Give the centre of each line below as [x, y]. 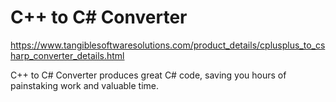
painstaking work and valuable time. [85, 85]
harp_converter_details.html [67, 55]
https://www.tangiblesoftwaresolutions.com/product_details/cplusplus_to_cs [168, 45]
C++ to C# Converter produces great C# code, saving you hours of [148, 75]
